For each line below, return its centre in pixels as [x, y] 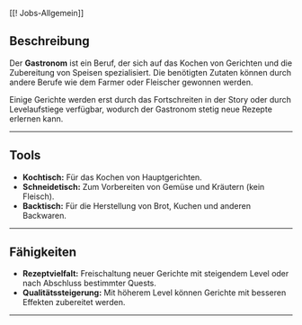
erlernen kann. [36, 118]
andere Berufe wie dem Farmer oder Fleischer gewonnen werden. [131, 82]
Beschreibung [49, 41]
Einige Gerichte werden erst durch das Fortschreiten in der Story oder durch [151, 99]
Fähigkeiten [43, 253]
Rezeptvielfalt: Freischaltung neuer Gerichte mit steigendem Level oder [155, 274]
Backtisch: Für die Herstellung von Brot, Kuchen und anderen [137, 205]
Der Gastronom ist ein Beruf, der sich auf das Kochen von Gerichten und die [151, 63]
